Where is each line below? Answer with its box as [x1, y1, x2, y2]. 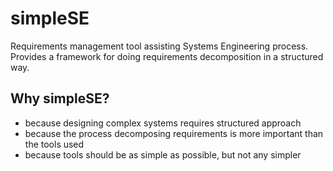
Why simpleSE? [10, 90, 110, 107]
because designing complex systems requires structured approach [24, 117, 302, 129]
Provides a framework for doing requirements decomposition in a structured [10, 50, 324, 62]
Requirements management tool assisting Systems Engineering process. [10, 40, 309, 52]
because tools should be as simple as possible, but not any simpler [24, 148, 302, 161]
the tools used [24, 138, 85, 150]
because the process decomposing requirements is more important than [24, 127, 324, 139]
